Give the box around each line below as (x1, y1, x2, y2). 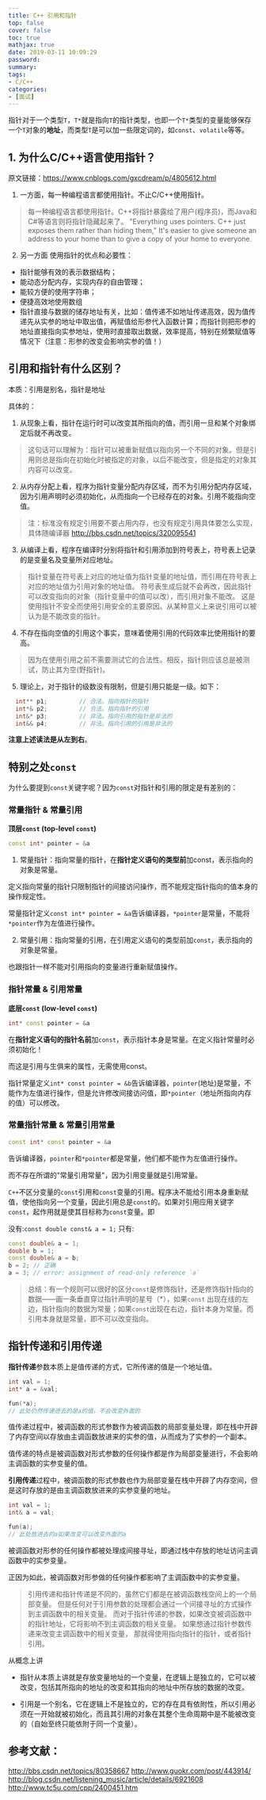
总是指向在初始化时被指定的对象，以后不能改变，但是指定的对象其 (41, 455, 257, 464)
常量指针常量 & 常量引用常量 (8, 1119, 116, 1131)
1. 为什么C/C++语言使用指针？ (8, 151, 157, 164)
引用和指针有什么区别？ (8, 362, 123, 376)
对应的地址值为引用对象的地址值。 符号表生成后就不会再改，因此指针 (27, 582, 252, 591)
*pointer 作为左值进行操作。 (8, 918, 100, 928)
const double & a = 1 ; (8, 1239, 80, 1248)
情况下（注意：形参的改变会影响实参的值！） (19, 337, 166, 346)
